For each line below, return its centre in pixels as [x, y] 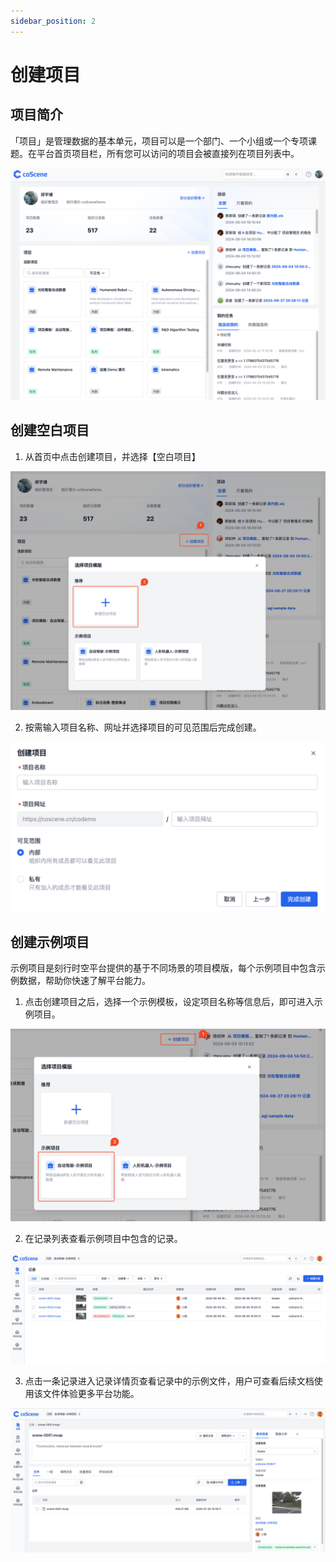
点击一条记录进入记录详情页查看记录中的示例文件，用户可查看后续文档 [169, 1381]
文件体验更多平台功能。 [91, 1394]
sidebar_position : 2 [53, 21]
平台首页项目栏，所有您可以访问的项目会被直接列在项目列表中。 [168, 153]
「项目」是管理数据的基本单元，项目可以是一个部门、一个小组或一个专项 [159, 141]
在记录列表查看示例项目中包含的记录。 [103, 1239]
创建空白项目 [50, 430]
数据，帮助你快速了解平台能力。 [84, 980]
